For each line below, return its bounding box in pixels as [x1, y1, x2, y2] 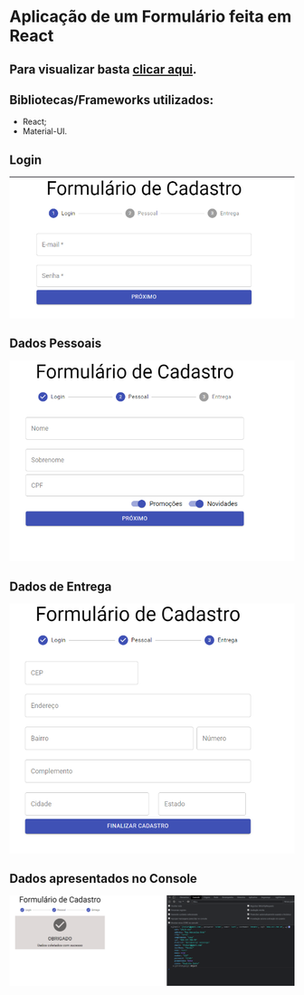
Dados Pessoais [9, 336, 102, 351]
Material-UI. [22, 126, 68, 137]
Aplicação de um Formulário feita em [9, 6, 292, 27]
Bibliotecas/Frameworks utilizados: [9, 92, 214, 108]
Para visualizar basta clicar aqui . [9, 62, 197, 77]
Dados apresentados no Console [9, 871, 197, 886]
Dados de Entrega [9, 579, 112, 594]
